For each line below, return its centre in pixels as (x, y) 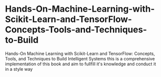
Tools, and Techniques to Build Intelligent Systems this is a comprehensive (80, 58)
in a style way (19, 69)
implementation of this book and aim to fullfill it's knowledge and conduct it (80, 64)
